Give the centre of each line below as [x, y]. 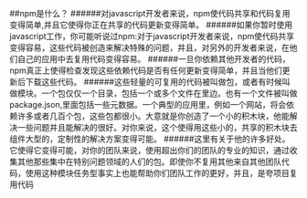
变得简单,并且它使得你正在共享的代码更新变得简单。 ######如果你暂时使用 [151, 25]
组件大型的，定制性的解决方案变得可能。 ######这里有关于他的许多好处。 [150, 139]
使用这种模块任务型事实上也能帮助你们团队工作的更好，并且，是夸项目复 [161, 173]
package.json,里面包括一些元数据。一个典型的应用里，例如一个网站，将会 [148, 104]
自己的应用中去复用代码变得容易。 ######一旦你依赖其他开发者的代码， [153, 59]
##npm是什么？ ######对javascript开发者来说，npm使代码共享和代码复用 [150, 13]
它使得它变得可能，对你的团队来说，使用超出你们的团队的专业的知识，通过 [149, 150]
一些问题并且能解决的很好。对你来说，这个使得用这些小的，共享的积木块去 [157, 127]
